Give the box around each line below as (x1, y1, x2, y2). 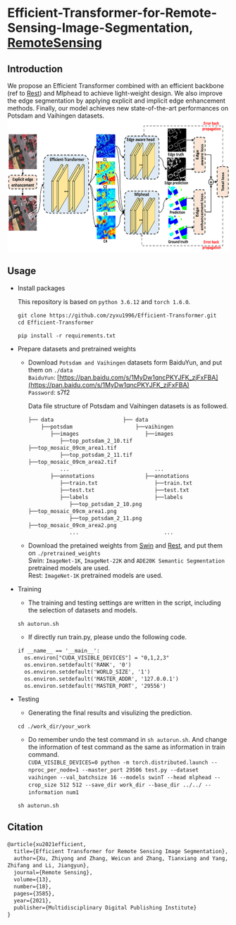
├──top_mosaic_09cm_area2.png (27, 522, 118, 529)
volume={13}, (13, 876, 52, 883)
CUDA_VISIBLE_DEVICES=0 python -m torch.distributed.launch (27, 759, 209, 766)
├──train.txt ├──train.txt (59, 479, 192, 486)
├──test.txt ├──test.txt (59, 486, 190, 493)
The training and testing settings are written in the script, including (27, 598, 221, 607)
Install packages (17, 284, 66, 292)
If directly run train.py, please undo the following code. (27, 632, 187, 641)
